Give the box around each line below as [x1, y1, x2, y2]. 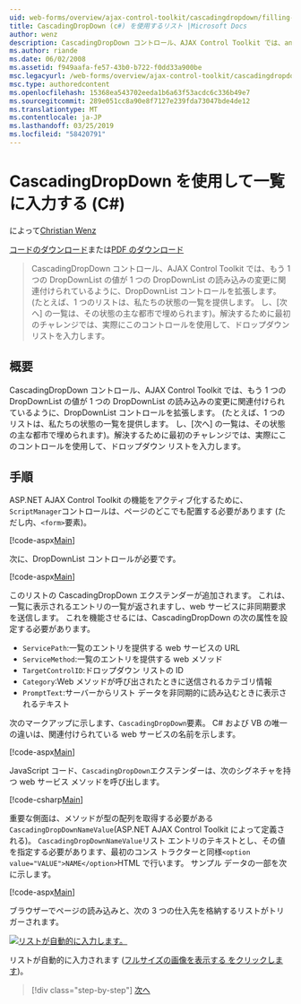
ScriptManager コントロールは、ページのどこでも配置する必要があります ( [9, 506, 279, 516]
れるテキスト [21, 698, 70, 709]
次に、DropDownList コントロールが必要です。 [9, 553, 181, 565]
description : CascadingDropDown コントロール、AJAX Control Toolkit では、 [9, 38, 285, 48]
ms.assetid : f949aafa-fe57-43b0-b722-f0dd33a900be [9, 64, 202, 73]
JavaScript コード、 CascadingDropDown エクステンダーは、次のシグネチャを [9, 766, 284, 776]
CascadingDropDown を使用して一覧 [9, 171, 285, 192]
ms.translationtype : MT [9, 105, 99, 114]
